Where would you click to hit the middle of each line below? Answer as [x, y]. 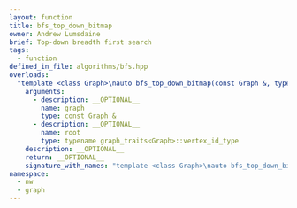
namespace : [29, 173]
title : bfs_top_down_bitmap [61, 26]
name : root [61, 133]
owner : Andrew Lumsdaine [55, 34]
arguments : [45, 91]
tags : [19, 50]
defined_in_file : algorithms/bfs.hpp [79, 67]
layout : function [41, 17]
